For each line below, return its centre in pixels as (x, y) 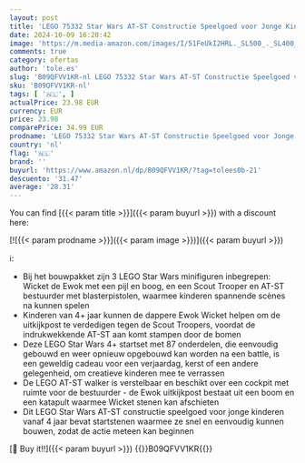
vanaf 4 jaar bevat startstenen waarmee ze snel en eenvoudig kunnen (153, 422)
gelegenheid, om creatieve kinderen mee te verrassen (123, 373)
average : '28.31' (42, 187)
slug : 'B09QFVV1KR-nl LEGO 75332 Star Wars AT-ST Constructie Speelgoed (150, 77)
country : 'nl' (36, 145)
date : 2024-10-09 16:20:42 (60, 35)
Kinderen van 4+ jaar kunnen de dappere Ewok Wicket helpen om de (152, 316)
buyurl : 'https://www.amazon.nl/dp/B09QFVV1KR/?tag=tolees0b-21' (135, 170)
